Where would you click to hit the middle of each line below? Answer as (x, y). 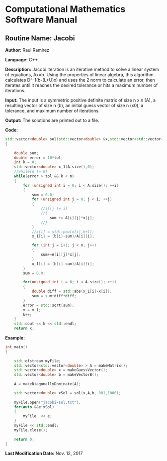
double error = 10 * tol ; (39, 158)
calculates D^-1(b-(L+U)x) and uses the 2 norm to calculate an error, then (80, 80)
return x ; (24, 329)
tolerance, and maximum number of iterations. (52, 111)
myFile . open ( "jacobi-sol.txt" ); (47, 402)
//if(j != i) (54, 209)
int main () (16, 347)
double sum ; (26, 153)
